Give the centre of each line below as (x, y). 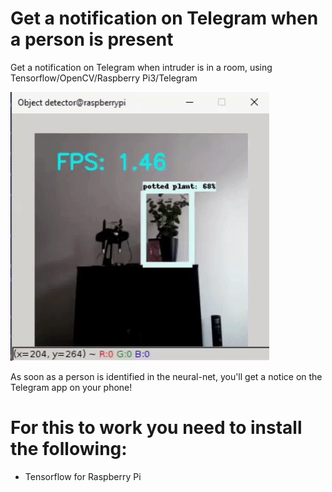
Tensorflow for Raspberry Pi (83, 476)
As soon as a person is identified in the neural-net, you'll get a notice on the (166, 376)
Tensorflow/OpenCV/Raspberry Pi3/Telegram (104, 78)
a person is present (92, 39)
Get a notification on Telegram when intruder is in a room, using (141, 67)
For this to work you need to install (156, 428)
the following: (69, 449)
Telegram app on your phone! (71, 387)
